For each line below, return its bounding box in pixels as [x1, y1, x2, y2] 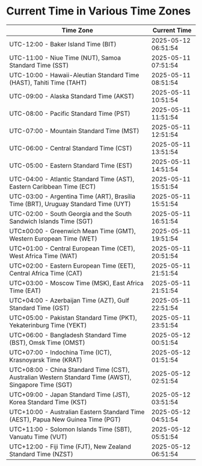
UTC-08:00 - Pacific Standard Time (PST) [9, 109, 130, 118]
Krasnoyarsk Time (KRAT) [9, 356, 82, 364]
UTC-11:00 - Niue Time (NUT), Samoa [9, 53, 121, 61]
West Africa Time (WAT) [9, 251, 78, 260]
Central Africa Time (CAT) [9, 269, 83, 277]
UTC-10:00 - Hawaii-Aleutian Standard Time [9, 71, 139, 79]
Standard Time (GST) [9, 303, 70, 312]
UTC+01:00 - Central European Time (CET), [9, 244, 135, 253]
